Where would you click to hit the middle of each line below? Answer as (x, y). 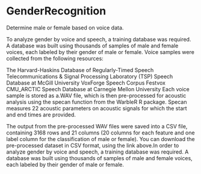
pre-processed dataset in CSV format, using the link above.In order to (93, 145)
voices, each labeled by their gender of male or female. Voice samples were (100, 52)
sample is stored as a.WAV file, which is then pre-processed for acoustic (96, 95)
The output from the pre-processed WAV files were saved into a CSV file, (97, 126)
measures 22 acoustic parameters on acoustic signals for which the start (97, 108)
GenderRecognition (56, 11)
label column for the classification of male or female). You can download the (101, 139)
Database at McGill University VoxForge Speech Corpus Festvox (86, 83)
